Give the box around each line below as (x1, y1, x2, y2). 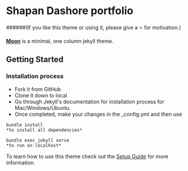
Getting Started (6, 55, 64, 65)
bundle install (6, 122, 43, 128)
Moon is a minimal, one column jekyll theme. (6, 37, 114, 45)
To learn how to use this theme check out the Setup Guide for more (6, 153, 169, 160)
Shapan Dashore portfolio (6, 4, 134, 18)
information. (6, 159, 36, 166)
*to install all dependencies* (6, 127, 83, 133)
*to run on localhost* (6, 142, 61, 148)
